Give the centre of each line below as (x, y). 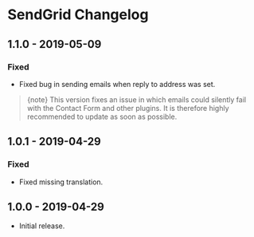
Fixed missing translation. (61, 182)
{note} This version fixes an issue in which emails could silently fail (137, 99)
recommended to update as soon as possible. (102, 117)
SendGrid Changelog (78, 15)
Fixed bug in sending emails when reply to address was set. (117, 84)
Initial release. (42, 226)
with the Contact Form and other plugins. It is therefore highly (128, 108)
